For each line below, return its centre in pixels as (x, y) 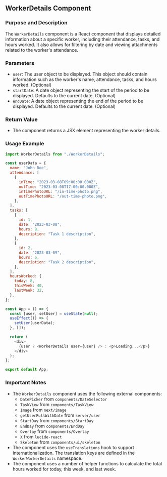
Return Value (21, 120)
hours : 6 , (29, 257)
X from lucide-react (41, 436)
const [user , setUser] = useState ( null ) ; (54, 313)
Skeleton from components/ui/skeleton (60, 442)
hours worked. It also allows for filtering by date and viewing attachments (81, 45)
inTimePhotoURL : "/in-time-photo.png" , (60, 191)
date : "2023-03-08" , (40, 224)
